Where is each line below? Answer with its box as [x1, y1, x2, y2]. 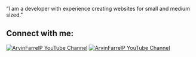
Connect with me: [6, 28, 74, 39]
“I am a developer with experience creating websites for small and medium [6, 5, 190, 12]
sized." [6, 11, 23, 18]
